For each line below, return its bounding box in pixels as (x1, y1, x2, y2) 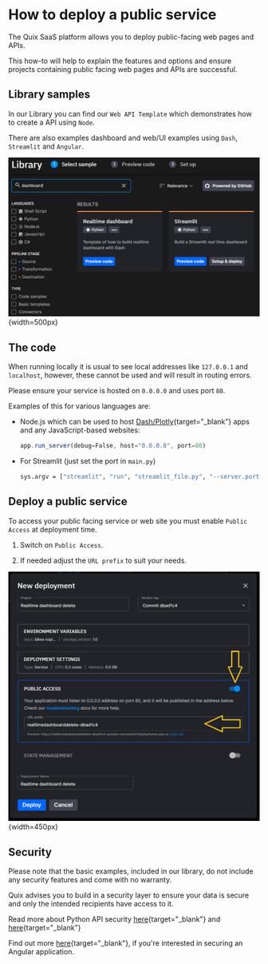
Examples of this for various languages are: (8, 401, 151, 411)
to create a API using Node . (8, 118, 96, 127)
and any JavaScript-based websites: (19, 425, 140, 435)
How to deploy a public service (8, 6, 217, 24)
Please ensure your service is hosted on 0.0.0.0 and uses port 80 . (8, 386, 226, 395)
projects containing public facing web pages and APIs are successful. (8, 64, 238, 74)
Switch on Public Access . (19, 540, 104, 549)
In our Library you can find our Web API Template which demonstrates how (8, 109, 253, 118)
